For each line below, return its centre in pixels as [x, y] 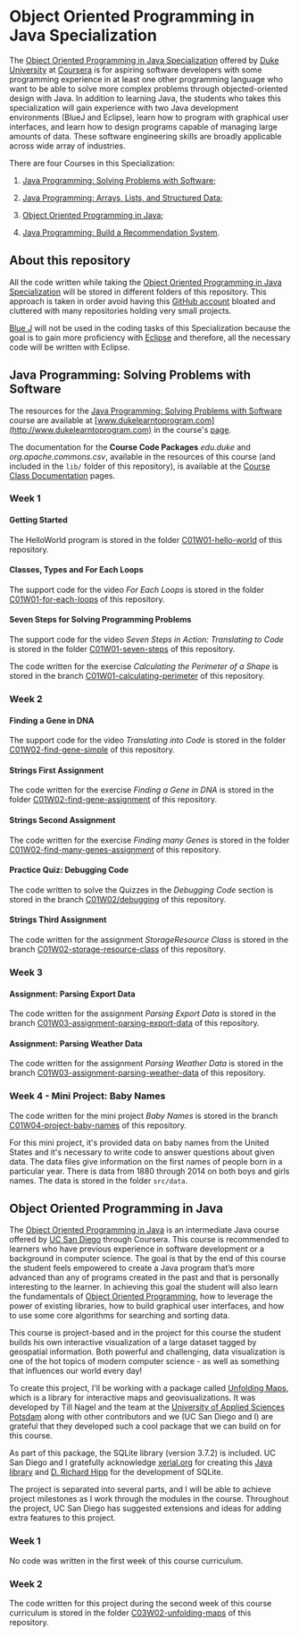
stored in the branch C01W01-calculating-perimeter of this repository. [137, 676]
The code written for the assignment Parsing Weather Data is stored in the [146, 1064]
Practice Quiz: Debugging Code [69, 870]
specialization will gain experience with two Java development [124, 107]
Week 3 [26, 972]
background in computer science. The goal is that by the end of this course [148, 1259]
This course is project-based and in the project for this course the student [145, 1333]
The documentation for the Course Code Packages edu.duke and [130, 447]
